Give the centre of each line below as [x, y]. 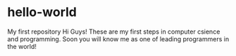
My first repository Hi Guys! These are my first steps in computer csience [114, 31]
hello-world [42, 12]
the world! [22, 46]
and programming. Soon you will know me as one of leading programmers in [118, 38]
